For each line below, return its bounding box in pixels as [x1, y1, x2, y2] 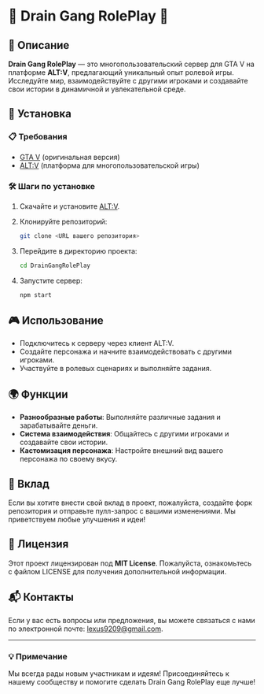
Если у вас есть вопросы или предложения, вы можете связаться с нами [8, 615, 255, 625]
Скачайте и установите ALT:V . [19, 201, 120, 211]
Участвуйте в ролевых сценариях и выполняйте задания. [19, 364, 212, 373]
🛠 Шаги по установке [8, 180, 96, 191]
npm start [19, 291, 53, 299]
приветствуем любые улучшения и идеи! [8, 515, 146, 525]
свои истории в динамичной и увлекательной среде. [8, 84, 186, 94]
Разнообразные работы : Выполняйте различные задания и [19, 413, 222, 422]
